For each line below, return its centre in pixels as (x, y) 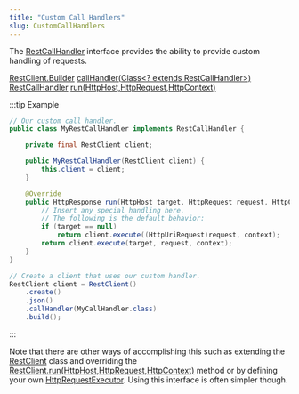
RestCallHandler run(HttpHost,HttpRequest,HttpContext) (113, 87)
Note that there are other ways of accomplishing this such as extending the (147, 351)
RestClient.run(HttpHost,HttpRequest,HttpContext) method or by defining (144, 370)
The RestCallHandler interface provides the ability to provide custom (135, 51)
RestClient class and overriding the (73, 360)
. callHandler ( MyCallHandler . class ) (91, 309)
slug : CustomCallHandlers (57, 26)
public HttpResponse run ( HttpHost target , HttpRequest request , (147, 202)
